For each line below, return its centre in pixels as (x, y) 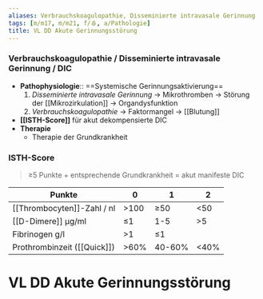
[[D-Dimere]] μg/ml (49, 221)
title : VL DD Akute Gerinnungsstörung (73, 30)
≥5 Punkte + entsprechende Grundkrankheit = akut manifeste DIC (136, 175)
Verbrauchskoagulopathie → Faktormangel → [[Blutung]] (126, 111)
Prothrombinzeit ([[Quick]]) (64, 247)
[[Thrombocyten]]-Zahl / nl (64, 208)
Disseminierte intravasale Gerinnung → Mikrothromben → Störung (141, 94)
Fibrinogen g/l (39, 234)
